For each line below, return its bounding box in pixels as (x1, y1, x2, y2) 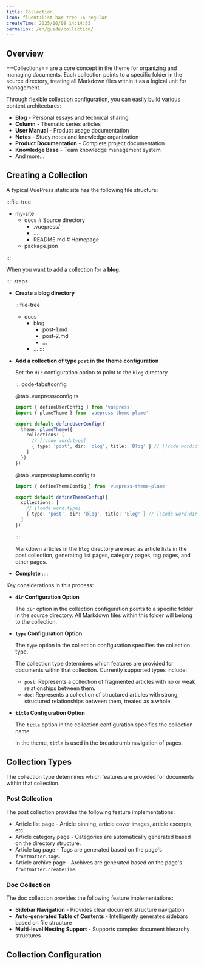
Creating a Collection (6, 170, 88, 181)
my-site (15, 210, 35, 217)
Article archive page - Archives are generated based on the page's (15, 858, 183, 866)
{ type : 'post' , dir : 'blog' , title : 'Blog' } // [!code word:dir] (26, 511, 200, 517)
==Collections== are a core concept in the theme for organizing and (6, 64, 177, 72)
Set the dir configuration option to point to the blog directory (15, 368, 168, 376)
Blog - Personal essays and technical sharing (15, 114, 129, 122)
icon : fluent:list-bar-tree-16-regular (6, 15, 107, 21)
